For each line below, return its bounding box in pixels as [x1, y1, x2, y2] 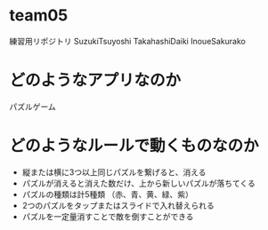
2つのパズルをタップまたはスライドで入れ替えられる [21, 200, 215, 210]
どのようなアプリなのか [9, 70, 182, 91]
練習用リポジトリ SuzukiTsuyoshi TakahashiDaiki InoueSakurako [9, 36, 247, 46]
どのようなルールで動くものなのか [9, 136, 260, 156]
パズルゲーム [9, 101, 56, 112]
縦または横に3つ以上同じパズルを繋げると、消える [21, 166, 207, 178]
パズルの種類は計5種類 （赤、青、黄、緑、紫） [21, 188, 194, 200]
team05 [9, 5, 69, 26]
